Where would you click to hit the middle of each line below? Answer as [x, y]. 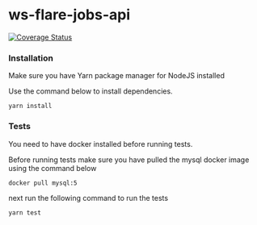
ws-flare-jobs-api [70, 15]
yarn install [30, 106]
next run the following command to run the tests [88, 198]
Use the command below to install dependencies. [91, 91]
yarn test [25, 212]
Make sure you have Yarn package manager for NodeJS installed [116, 76]
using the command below [53, 168]
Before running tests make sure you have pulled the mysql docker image [129, 160]
